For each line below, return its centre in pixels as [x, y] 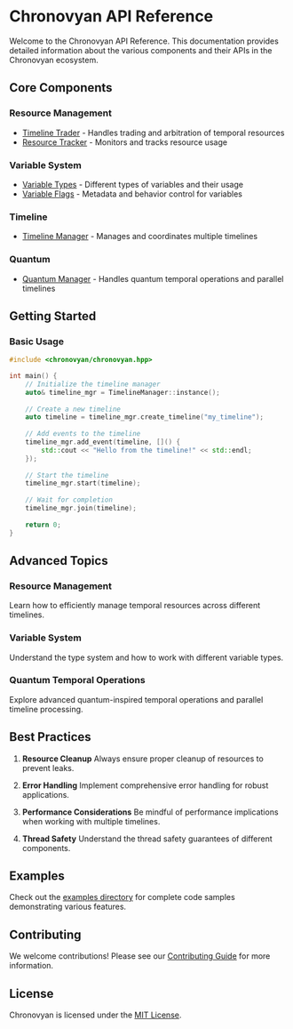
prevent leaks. [48, 768]
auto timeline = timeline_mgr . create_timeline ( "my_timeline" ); [145, 417]
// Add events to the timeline [83, 434]
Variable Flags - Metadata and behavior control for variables [132, 194]
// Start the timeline [67, 475]
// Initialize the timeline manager [93, 384]
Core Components [61, 88]
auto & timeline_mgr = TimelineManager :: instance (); [123, 392]
